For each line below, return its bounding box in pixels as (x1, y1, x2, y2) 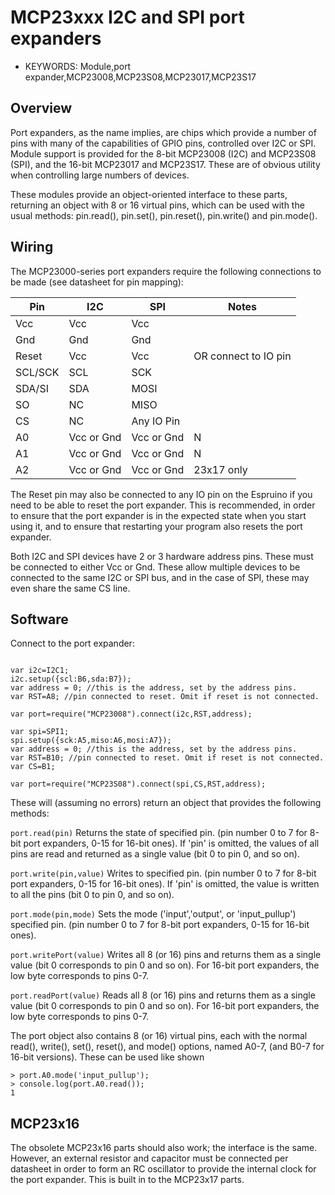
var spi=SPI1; (10, 727, 70, 737)
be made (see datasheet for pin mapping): (10, 276, 184, 288)
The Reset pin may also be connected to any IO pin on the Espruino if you (10, 488, 313, 500)
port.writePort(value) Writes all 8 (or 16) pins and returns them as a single (10, 949, 322, 961)
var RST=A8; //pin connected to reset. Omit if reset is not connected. (10, 692, 320, 702)
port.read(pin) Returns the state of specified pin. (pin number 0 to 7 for (10, 827, 308, 839)
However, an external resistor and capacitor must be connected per (10, 1152, 289, 1165)
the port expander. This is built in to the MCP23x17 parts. (10, 1174, 245, 1186)
